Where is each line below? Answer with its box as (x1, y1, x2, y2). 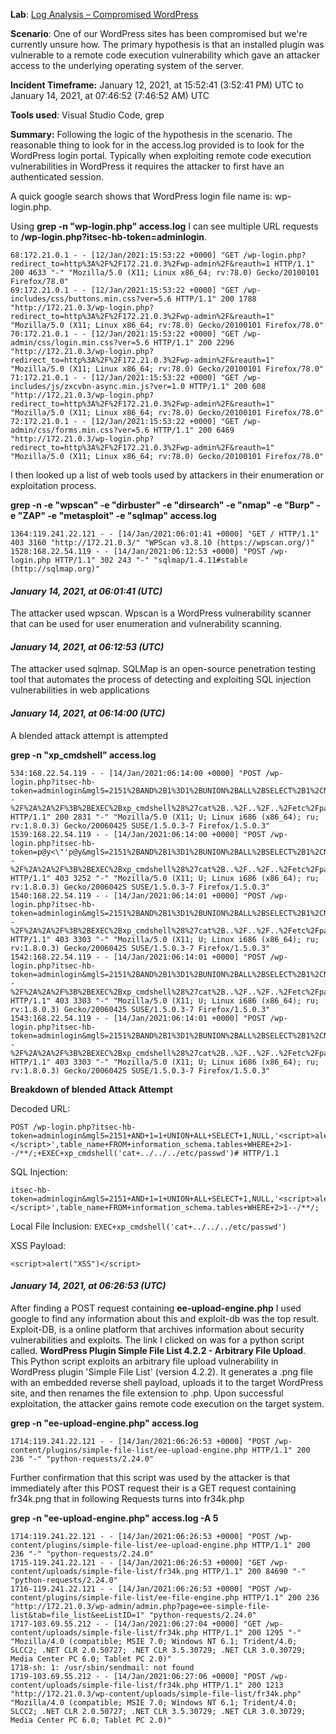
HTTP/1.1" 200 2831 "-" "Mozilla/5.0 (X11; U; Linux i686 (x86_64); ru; (10, 812, 320, 822)
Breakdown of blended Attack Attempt (10, 1083, 173, 1095)
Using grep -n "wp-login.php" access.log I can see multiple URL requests (10, 220, 319, 232)
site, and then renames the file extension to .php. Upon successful (10, 1387, 284, 1399)
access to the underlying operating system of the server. (10, 60, 244, 71)
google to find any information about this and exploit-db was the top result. (10, 1312, 320, 1324)
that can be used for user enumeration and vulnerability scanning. (10, 618, 283, 630)
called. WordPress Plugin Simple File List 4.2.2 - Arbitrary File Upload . (10, 1344, 307, 1356)
